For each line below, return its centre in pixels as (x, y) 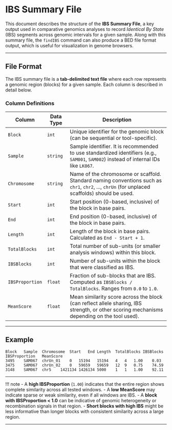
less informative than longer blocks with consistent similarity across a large (84, 411)
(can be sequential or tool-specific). (113, 138)
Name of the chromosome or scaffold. (115, 174)
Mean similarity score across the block (116, 297)
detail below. (19, 90)
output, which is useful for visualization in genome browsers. (70, 45)
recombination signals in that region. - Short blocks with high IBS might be (84, 406)
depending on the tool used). (105, 316)
